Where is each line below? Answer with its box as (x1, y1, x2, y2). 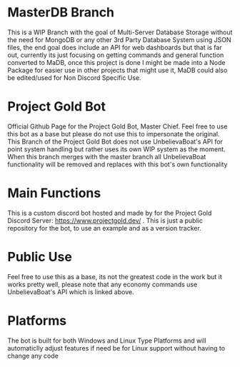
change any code (7, 351, 59, 360)
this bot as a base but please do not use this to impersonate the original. (7, 129, 220, 138)
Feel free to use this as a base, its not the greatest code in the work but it (7, 272, 223, 281)
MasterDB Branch (7, 4, 115, 21)
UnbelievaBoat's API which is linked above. (7, 287, 134, 296)
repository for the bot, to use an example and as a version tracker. (7, 223, 201, 232)
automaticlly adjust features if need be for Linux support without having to (7, 343, 226, 352)
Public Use (7, 249, 73, 265)
